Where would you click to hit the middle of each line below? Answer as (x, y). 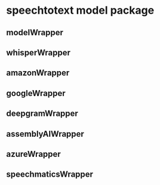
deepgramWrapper (42, 114)
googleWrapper (36, 93)
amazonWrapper (38, 73)
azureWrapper (33, 154)
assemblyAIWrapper (45, 134)
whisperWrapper (38, 52)
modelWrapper (35, 33)
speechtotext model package (80, 10)
